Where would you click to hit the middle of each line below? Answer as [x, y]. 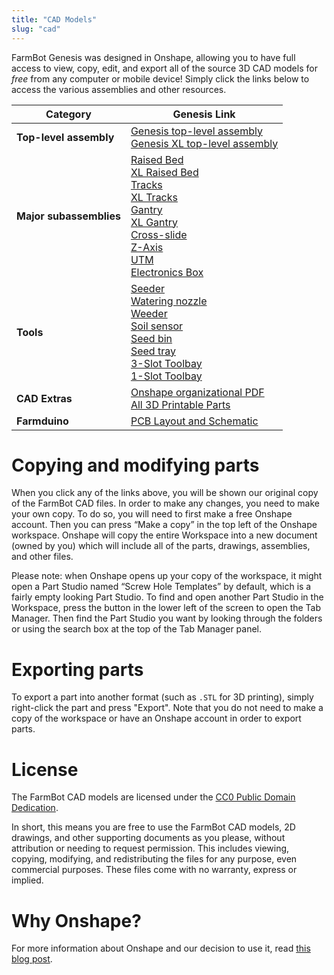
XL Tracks [154, 197]
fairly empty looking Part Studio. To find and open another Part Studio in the [167, 597]
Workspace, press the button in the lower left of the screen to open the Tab [166, 608]
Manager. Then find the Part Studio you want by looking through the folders [167, 618]
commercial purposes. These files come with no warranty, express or [154, 870]
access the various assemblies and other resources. [119, 89]
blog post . [32, 959]
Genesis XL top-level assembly [204, 143]
